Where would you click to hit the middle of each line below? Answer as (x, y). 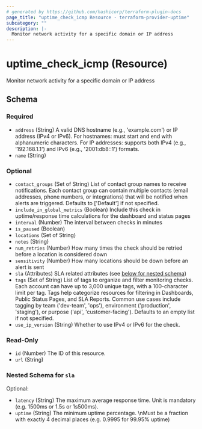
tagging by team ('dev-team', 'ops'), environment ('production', (93, 306)
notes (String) (32, 242)
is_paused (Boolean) (40, 229)
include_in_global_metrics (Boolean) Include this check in (88, 210)
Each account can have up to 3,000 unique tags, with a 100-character (101, 286)
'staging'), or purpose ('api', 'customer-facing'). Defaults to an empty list (105, 312)
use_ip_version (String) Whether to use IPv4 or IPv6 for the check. (97, 325)
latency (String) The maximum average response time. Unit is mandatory (105, 400)
